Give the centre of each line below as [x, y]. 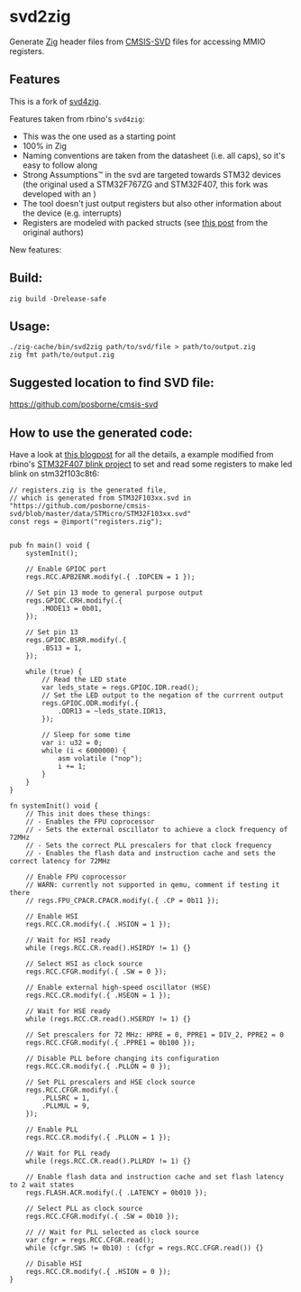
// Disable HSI [54, 1264]
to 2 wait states [42, 1185]
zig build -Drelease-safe [58, 299]
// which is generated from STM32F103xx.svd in [100, 498]
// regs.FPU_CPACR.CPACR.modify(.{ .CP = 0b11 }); [123, 900]
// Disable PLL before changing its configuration [123, 1058]
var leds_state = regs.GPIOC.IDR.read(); [121, 688]
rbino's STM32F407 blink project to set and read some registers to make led [151, 464]
